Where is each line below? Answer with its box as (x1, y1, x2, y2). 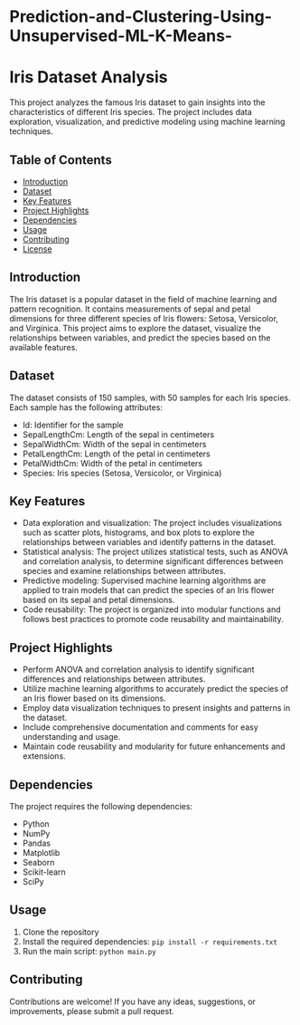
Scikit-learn (22, 867, 66, 877)
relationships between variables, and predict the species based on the (9, 332, 271, 343)
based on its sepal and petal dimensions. (22, 595, 175, 606)
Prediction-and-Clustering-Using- (9, 6, 273, 27)
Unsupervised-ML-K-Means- (9, 25, 233, 46)
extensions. (22, 751, 66, 762)
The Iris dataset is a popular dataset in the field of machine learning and (9, 293, 277, 304)
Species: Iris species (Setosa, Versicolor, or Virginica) (22, 467, 222, 478)
